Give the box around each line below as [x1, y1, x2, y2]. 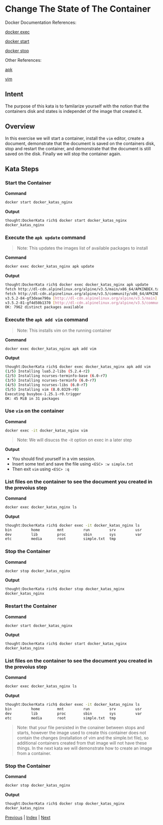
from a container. [16, 750, 51, 756]
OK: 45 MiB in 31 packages [5, 396, 60, 401]
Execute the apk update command [5, 234, 86, 241]
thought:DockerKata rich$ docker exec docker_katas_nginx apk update [5, 282, 149, 287]
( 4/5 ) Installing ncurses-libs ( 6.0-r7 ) [5, 382, 88, 387]
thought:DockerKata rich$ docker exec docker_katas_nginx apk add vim [5, 364, 151, 369]
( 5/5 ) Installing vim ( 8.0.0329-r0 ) [5, 387, 79, 392]
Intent [5, 90, 23, 98]
